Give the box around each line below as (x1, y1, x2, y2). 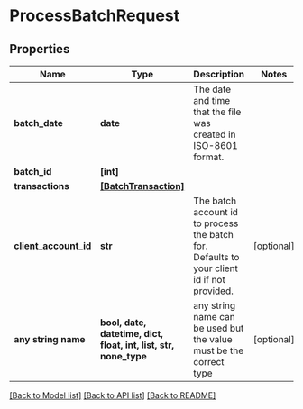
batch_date (14, 117, 63, 129)
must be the (193, 344, 244, 357)
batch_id (14, 166, 52, 177)
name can (193, 311, 236, 323)
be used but (193, 322, 244, 334)
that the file (193, 105, 242, 118)
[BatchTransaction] (100, 180, 185, 192)
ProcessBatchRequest (9, 5, 180, 26)
